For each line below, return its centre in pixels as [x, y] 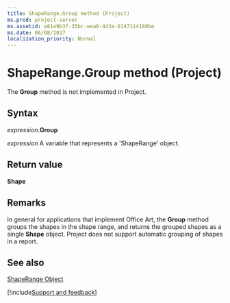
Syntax [23, 113]
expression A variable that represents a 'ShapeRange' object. [93, 143]
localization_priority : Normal [52, 39]
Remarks [27, 203]
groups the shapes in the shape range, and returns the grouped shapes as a [114, 226]
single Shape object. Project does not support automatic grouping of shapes [115, 234]
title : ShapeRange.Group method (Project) [68, 13]
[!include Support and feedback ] [52, 293]
